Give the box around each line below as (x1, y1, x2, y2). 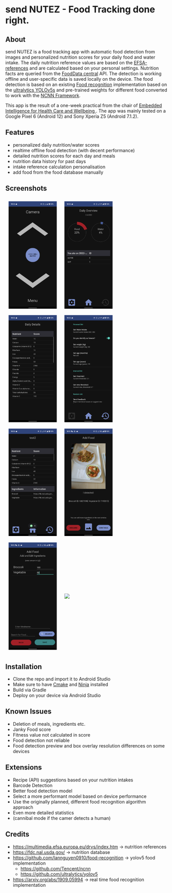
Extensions (5, 763, 42, 772)
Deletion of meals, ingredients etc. (12, 721, 86, 727)
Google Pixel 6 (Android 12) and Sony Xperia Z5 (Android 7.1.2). (5, 113, 139, 119)
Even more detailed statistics (12, 809, 74, 816)
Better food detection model (12, 788, 73, 794)
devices (12, 748, 30, 754)
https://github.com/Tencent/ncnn (20, 865, 91, 871)
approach (12, 804, 33, 810)
